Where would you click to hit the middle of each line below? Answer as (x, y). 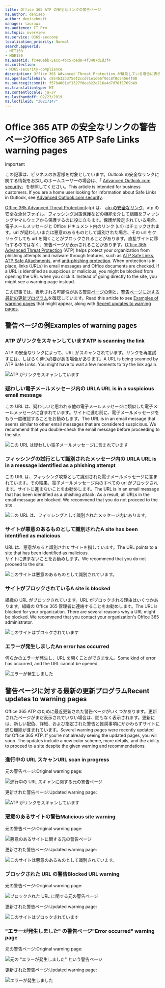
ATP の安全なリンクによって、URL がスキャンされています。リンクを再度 (79, 352)
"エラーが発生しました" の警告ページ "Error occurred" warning (80, 931)
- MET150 (14, 51)
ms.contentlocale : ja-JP (30, 92)
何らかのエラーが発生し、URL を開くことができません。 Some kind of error (81, 658)
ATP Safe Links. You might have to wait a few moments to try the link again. (81, 364)
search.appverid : (23, 46)
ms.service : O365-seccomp (31, 38)
